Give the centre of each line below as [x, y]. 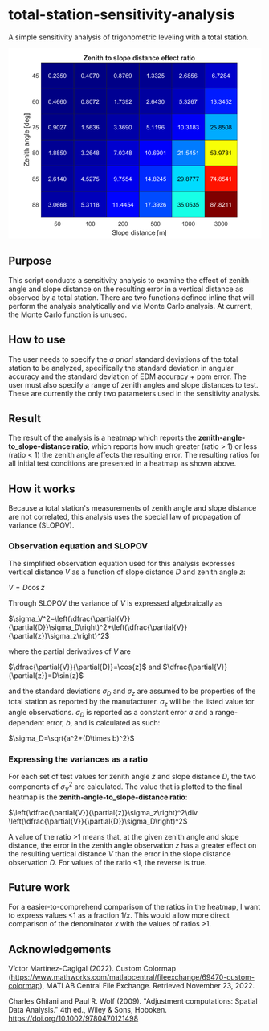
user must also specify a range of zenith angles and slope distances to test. [133, 384]
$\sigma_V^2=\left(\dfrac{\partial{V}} [69, 619]
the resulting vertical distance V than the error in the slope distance [120, 853]
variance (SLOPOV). [41, 525]
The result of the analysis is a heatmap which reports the [102, 438]
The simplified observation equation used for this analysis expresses [122, 564]
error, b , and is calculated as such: [103, 722]
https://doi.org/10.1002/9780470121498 [73, 1018]
